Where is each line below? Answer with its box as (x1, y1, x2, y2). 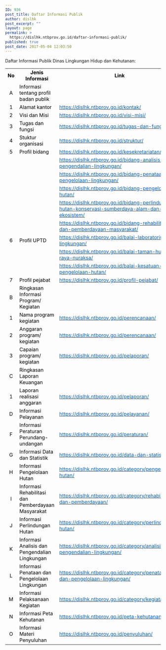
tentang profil (19, 89, 51, 96)
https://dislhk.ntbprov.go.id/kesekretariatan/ (59, 148, 162, 155)
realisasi (19, 393, 39, 400)
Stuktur (19, 134, 37, 141)
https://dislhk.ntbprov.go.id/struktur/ (59, 137, 144, 144)
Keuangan (19, 379, 43, 386)
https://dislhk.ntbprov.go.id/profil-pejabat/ (59, 276, 158, 283)
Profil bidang (19, 148, 49, 155)
